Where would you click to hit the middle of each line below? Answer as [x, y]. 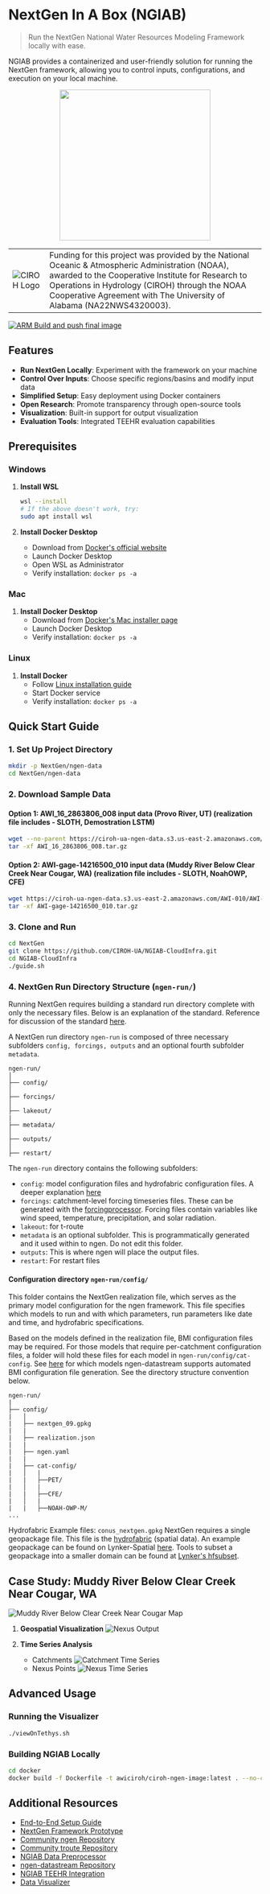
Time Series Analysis [56, 1645]
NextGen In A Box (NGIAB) [98, 15]
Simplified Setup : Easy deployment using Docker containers [120, 395]
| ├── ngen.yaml [39, 1452]
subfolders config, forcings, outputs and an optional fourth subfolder [127, 1046]
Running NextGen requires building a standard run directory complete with [132, 1004]
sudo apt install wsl [56, 517]
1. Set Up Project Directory [61, 749]
